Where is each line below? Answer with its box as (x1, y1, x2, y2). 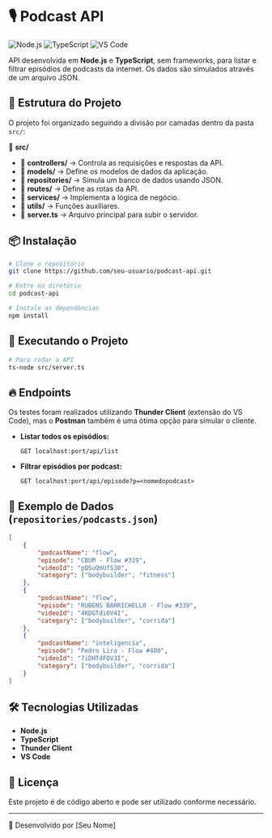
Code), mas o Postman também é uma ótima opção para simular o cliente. (8, 416, 257, 425)
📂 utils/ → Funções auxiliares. (19, 201, 120, 210)
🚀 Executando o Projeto (8, 335, 129, 348)
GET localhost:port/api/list (19, 447, 119, 456)
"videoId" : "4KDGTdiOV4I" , (37, 609, 129, 617)
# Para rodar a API (8, 356, 74, 364)
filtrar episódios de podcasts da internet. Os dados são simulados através (8, 63, 254, 74)
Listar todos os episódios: (19, 432, 109, 442)
